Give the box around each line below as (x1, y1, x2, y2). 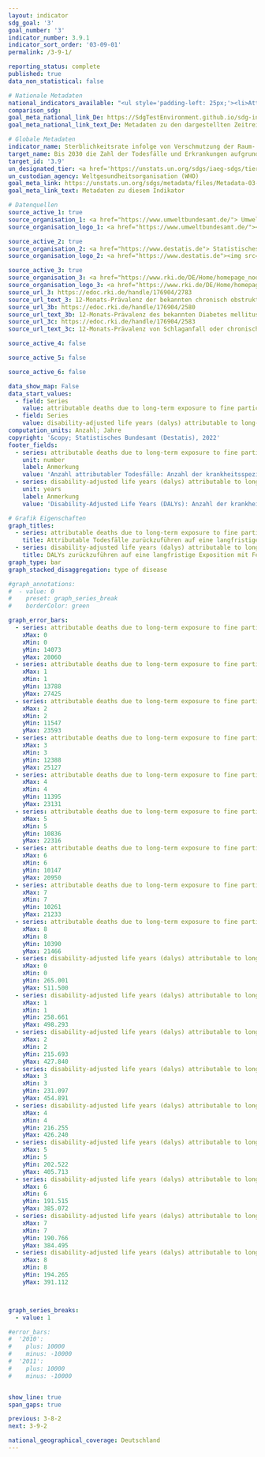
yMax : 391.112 (22, 1278, 69, 1286)
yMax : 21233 (22, 910, 62, 918)
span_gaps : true (8, 1401, 62, 1409)
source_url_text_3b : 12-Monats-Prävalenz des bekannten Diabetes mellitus (8, 310, 259, 319)
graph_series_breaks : (8, 1306, 80, 1314)
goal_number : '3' (8, 26, 65, 34)
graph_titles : (8, 521, 55, 530)
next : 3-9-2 (8, 1422, 47, 1430)
